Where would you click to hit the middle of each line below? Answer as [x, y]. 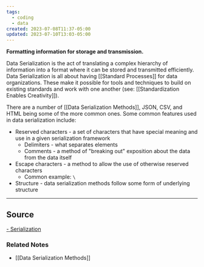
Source [20, 215]
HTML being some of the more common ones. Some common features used [101, 114]
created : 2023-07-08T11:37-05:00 [49, 29]
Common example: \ [50, 177]
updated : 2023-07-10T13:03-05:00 [49, 35]
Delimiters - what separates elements [71, 145]
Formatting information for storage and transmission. [75, 51]
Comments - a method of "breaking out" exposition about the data [107, 151]
